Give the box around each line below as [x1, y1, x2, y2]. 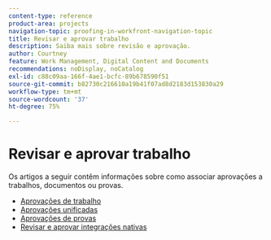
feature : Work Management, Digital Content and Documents [8, 58, 209, 66]
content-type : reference [8, 11, 93, 20]
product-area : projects [8, 20, 90, 28]
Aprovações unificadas [20, 205, 98, 215]
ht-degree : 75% [8, 103, 60, 111]
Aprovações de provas [20, 213, 97, 224]
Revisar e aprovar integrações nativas [20, 222, 147, 232]
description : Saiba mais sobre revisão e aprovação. [8, 42, 191, 50]
